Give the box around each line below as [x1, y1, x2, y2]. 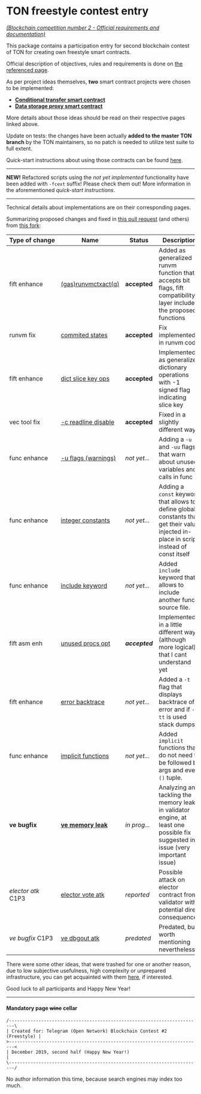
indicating [158, 393, 187, 401]
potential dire [158, 905, 196, 913]
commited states [60, 331, 108, 339]
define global [158, 505, 196, 513]
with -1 [158, 378, 181, 386]
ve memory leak [60, 820, 108, 829]
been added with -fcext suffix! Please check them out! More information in [6, 180, 191, 187]
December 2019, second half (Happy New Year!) [11, 1049, 130, 1056]
